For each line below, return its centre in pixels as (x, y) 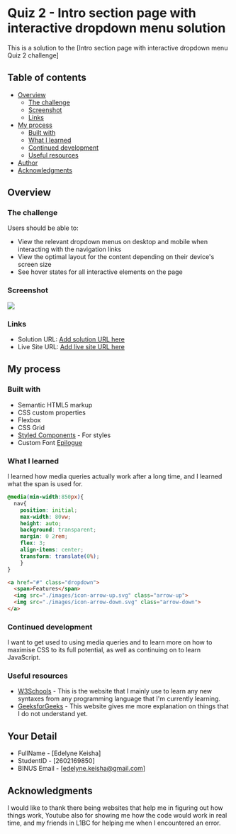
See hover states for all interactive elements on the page (100, 272)
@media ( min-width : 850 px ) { (45, 497)
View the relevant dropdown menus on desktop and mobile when (112, 242)
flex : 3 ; (33, 543)
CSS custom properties (52, 412)
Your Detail (32, 736)
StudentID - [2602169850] (56, 761)
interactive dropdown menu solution (117, 28)
